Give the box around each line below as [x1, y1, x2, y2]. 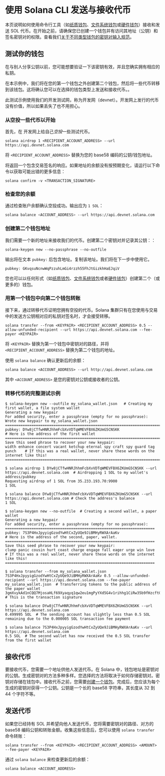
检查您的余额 [5, 190, 36, 197]
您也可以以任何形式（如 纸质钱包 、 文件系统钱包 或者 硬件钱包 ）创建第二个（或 [5, 275, 160, 281]
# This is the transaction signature [5, 595, 82, 600]
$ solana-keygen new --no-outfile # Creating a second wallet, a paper [5, 509, 157, 514]
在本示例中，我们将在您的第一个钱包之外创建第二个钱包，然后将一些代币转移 [5, 80, 160, 86]
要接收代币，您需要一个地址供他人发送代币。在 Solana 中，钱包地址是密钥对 [5, 666, 159, 672]
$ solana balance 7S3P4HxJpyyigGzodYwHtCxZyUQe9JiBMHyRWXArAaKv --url [5, 625, 153, 630]
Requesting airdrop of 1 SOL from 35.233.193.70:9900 [5, 479, 118, 484]
